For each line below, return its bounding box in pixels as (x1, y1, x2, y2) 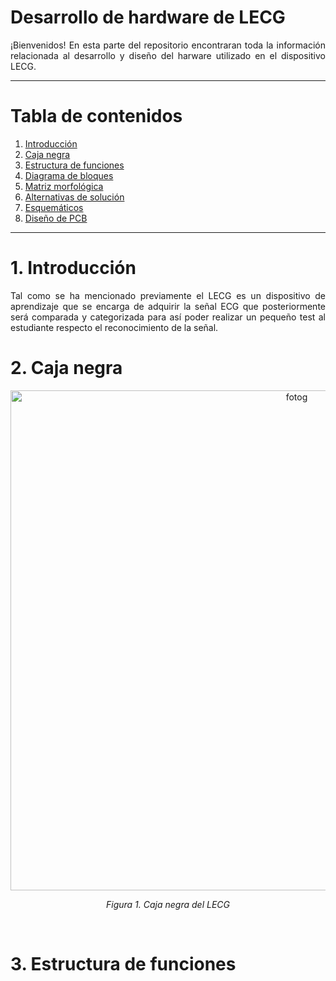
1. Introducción (10, 257, 137, 280)
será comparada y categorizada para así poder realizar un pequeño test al (10, 311, 326, 323)
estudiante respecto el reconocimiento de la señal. (10, 321, 219, 333)
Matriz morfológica (24, 180, 104, 192)
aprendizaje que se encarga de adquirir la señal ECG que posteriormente (10, 300, 326, 312)
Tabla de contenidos (10, 105, 183, 128)
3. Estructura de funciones (10, 952, 237, 975)
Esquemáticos (24, 201, 84, 213)
